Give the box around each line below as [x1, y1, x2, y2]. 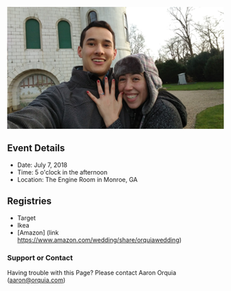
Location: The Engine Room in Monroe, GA [16, 175, 138, 183]
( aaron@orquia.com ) [7, 276, 66, 284]
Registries [7, 195, 52, 207]
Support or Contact [7, 252, 74, 262]
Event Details [7, 142, 65, 154]
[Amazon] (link [16, 228, 59, 237]
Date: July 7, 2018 [16, 161, 67, 169]
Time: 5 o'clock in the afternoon [16, 168, 108, 176]
